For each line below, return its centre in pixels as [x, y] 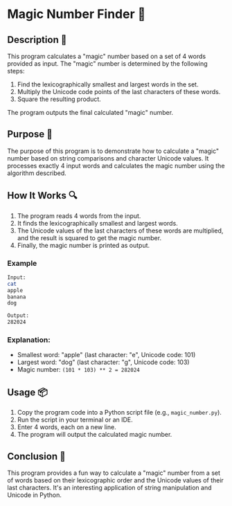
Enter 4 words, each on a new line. [66, 427]
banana [17, 297]
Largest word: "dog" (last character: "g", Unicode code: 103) [103, 362]
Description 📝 [37, 40]
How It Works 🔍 [42, 196]
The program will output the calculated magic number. [95, 435]
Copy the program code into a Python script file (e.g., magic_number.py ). [119, 413]
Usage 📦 [28, 392]
